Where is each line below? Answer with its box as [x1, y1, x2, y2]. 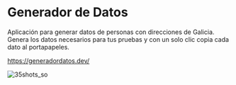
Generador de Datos [7, 4, 129, 21]
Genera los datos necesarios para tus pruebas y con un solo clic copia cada [7, 35, 229, 43]
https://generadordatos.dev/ [7, 56, 90, 64]
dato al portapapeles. [7, 42, 69, 51]
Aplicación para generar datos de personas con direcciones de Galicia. [7, 28, 215, 36]
